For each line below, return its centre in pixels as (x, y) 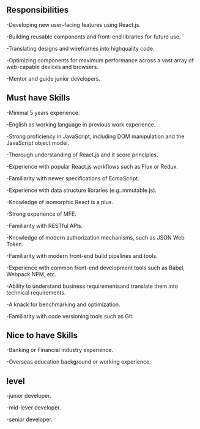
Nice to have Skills (42, 335)
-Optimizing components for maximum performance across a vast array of (100, 60)
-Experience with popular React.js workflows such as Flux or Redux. (92, 166)
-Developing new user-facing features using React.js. (73, 24)
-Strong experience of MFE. (41, 214)
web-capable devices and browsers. (53, 67)
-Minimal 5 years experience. (43, 112)
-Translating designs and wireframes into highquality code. (80, 48)
